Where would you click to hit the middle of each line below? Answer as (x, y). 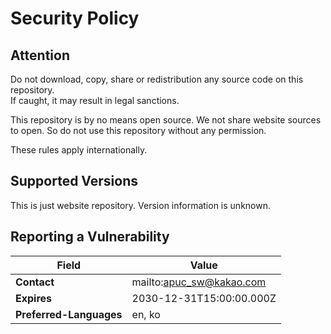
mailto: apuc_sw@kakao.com (199, 282)
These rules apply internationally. (79, 150)
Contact (35, 282)
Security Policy (75, 18)
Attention (40, 55)
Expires (34, 298)
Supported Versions (74, 181)
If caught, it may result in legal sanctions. (95, 100)
